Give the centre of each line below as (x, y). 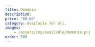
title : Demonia (21, 10)
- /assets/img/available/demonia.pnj (52, 32)
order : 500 (16, 37)
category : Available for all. (36, 23)
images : (13, 28)
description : (18, 14)
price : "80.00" (21, 19)
